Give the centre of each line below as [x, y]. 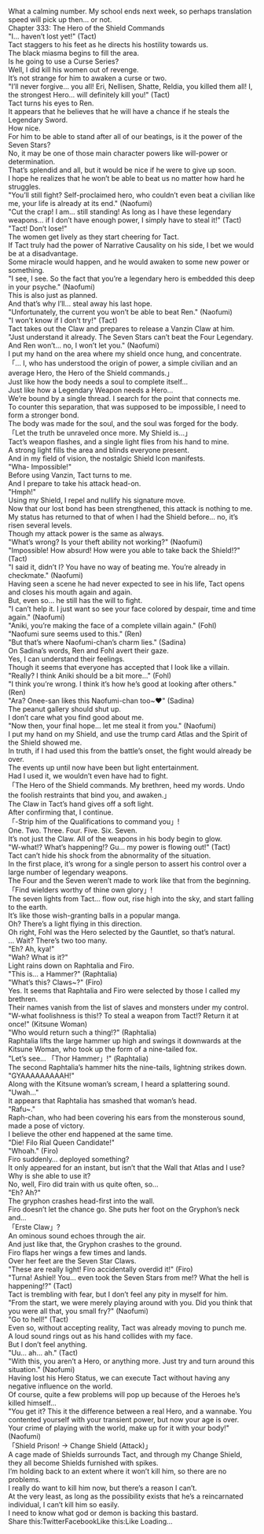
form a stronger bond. [44, 415]
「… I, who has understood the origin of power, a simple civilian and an [123, 363]
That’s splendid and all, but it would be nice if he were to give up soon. [122, 170]
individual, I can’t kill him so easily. [64, 1505]
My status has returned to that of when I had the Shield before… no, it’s [123, 517]
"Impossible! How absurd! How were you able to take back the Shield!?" [125, 550]
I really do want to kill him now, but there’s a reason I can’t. [103, 1488]
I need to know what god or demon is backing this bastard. [103, 1513]
